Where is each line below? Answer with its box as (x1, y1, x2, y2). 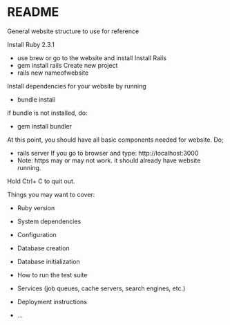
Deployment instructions (17, 297, 88, 306)
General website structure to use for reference (7, 27, 140, 35)
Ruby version (17, 203, 55, 212)
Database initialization (17, 257, 81, 266)
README (7, 4, 59, 20)
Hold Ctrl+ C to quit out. (7, 177, 75, 185)
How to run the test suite (17, 270, 88, 279)
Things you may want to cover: (7, 190, 95, 198)
